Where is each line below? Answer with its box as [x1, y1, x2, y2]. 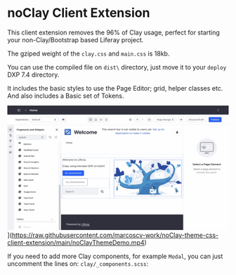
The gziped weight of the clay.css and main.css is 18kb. [7, 49, 170, 58]
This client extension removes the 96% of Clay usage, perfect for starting [7, 28, 220, 37]
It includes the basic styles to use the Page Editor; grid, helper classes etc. [7, 84, 223, 92]
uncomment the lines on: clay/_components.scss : [7, 259, 149, 268]
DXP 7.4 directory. [7, 70, 60, 79]
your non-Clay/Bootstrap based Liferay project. [7, 35, 144, 44]
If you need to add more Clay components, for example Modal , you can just [7, 252, 223, 260]
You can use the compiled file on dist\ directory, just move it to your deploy [7, 63, 227, 71]
